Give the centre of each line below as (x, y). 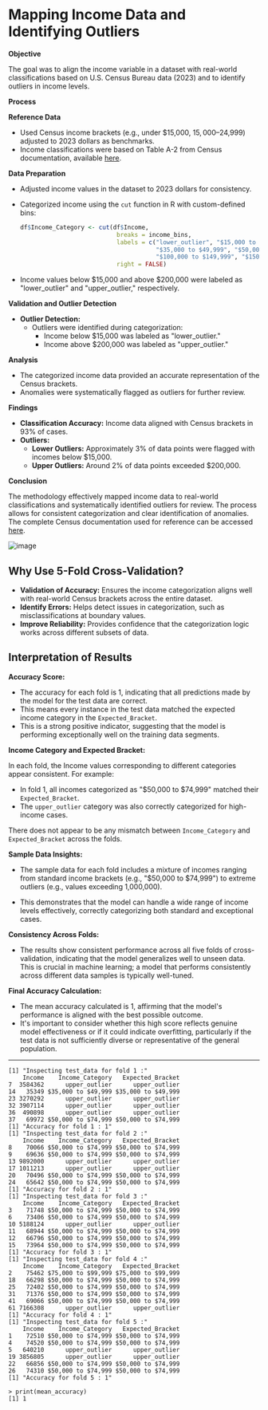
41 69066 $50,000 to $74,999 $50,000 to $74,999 (94, 1301)
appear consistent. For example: (61, 774)
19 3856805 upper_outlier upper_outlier (94, 1357)
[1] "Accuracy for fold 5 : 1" (60, 1377)
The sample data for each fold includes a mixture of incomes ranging (133, 869)
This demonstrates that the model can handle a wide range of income (134, 902)
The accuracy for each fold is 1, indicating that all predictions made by (135, 692)
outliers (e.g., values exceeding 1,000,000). (91, 886)
